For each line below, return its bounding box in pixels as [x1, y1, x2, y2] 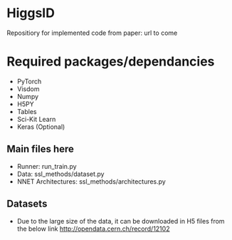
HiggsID [6, 5, 55, 21]
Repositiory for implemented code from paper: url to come [6, 28, 178, 37]
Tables [16, 107, 37, 115]
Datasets [6, 198, 48, 210]
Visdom [16, 84, 40, 93]
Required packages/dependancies [6, 53, 215, 70]
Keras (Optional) [16, 122, 65, 131]
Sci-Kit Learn [16, 115, 56, 123]
